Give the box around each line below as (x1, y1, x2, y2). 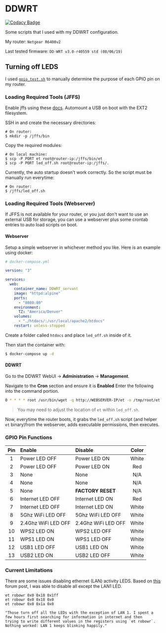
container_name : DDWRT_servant (14, 286, 79, 291)
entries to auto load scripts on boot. (5, 222, 78, 228)
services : (5, 277, 26, 282)
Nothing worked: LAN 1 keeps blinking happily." (5, 624, 107, 629)
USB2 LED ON (20, 552, 53, 559)
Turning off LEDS (5, 63, 58, 71)
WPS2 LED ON (20, 528, 54, 535)
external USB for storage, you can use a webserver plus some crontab (5, 216, 148, 222)
